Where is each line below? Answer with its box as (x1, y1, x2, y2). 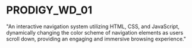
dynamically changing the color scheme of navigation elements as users (6, 29, 184, 36)
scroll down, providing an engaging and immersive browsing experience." (6, 35, 186, 42)
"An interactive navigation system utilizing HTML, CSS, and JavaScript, (6, 23, 180, 30)
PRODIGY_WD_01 (6, 4, 93, 17)
